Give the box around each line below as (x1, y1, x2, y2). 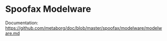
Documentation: (5, 20, 39, 26)
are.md (5, 30, 20, 36)
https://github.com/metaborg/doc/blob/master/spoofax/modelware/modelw (5, 25, 162, 31)
